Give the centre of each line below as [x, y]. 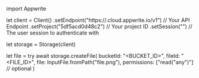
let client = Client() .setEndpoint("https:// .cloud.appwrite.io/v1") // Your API [98, 20]
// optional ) [20, 68]
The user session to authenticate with [53, 33]
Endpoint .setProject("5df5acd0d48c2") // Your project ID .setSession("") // [99, 26]
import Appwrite [26, 9]
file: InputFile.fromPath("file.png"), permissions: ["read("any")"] [115, 62]
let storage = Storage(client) [41, 44]
